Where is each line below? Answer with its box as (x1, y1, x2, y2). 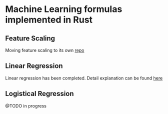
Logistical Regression (5, 89, 74, 98)
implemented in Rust (5, 14, 93, 25)
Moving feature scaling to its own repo (5, 47, 84, 53)
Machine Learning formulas (5, 3, 122, 15)
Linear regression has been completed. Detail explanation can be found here (5, 75, 163, 81)
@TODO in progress (5, 102, 46, 108)
